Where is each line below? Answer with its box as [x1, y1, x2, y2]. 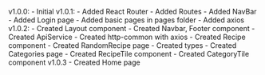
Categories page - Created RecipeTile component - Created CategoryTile [8, 49, 250, 58]
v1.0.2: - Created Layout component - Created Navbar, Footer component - [8, 24, 255, 33]
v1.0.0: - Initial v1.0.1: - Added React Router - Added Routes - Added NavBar [8, 7, 257, 16]
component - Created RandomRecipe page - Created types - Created [8, 41, 237, 50]
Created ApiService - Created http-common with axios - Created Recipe [8, 32, 246, 41]
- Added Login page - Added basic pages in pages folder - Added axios [8, 15, 245, 25]
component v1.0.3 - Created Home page [8, 57, 141, 67]
